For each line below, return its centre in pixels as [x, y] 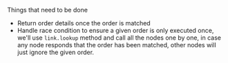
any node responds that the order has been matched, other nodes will [116, 45]
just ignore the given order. [56, 52]
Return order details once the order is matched [84, 23]
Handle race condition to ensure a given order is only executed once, [115, 30]
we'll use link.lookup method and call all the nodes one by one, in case [119, 38]
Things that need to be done [48, 10]
